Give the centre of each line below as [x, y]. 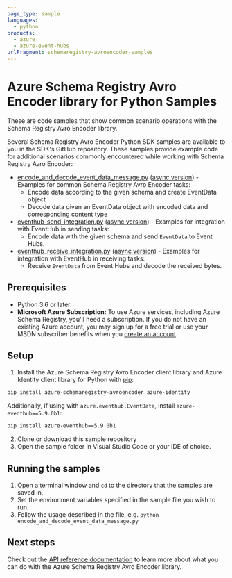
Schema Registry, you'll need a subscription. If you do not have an [111, 319]
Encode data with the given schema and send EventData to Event [120, 236]
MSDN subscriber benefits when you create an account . [97, 333]
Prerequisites [37, 288]
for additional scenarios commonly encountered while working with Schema [116, 156]
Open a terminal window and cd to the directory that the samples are [115, 485]
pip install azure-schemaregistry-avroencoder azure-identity [99, 393]
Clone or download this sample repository [77, 439]
